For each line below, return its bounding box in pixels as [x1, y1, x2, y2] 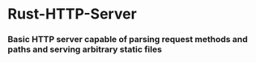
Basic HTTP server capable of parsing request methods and [7, 34, 248, 45]
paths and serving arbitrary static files [7, 44, 163, 55]
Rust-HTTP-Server [7, 5, 137, 23]
